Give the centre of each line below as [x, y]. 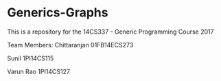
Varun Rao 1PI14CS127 [39, 71]
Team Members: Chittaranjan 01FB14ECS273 [70, 45]
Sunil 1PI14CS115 [31, 58]
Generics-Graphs [58, 13]
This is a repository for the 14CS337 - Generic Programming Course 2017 [110, 32]
